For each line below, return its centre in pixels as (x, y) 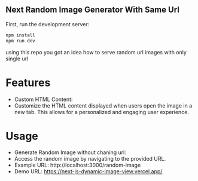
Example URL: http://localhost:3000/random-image (77, 165)
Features (28, 82)
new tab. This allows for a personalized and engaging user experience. (102, 112)
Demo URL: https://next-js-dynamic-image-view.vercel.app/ (88, 171)
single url (17, 59)
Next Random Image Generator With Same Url (93, 10)
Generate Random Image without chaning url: (70, 152)
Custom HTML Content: (43, 99)
